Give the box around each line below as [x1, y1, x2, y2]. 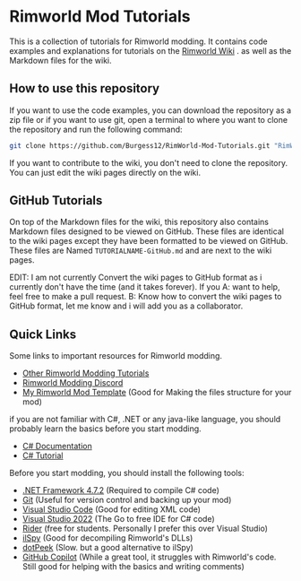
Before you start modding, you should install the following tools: [9, 468, 245, 479]
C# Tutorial [21, 450, 64, 461]
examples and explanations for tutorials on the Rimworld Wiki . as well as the [9, 45, 292, 56]
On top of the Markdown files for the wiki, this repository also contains [9, 217, 270, 228]
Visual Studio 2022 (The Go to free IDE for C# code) [21, 514, 215, 525]
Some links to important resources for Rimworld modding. [9, 351, 222, 361]
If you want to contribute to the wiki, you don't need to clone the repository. [9, 157, 288, 168]
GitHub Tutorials [9, 193, 103, 208]
